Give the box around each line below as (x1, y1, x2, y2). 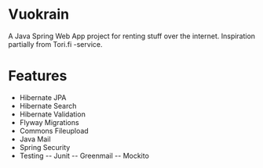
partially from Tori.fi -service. (8, 39, 103, 48)
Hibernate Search (19, 101, 77, 110)
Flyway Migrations (19, 117, 80, 127)
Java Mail (19, 134, 51, 144)
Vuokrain (8, 5, 70, 23)
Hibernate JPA (19, 92, 67, 102)
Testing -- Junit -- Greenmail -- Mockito (19, 151, 149, 160)
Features (8, 67, 68, 85)
